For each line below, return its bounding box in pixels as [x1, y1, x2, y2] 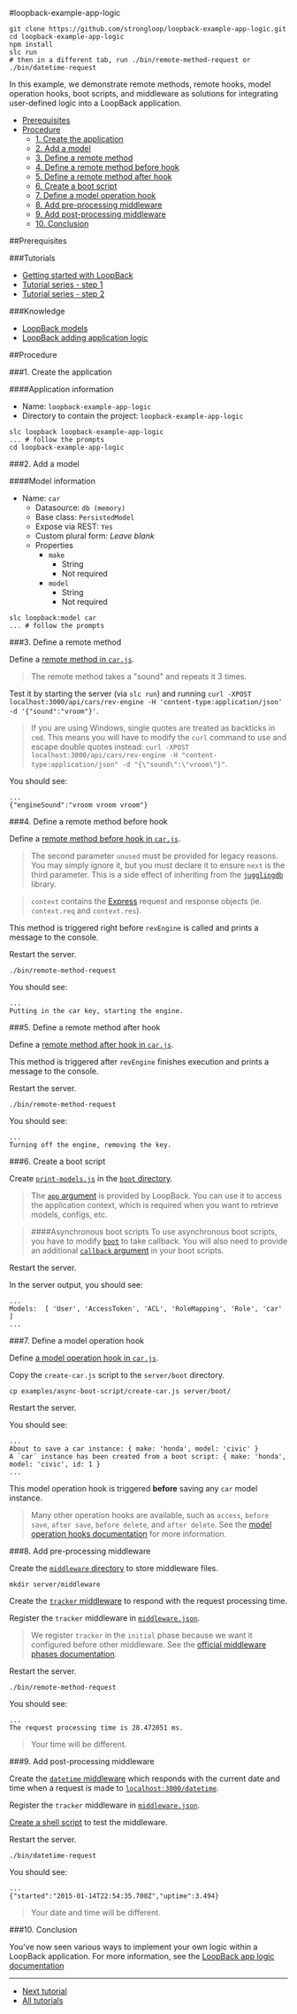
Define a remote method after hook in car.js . [9, 1040, 174, 1050]
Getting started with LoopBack [21, 270, 133, 280]
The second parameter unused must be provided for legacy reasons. [30, 850, 278, 861]
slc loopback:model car [9, 614, 97, 623]
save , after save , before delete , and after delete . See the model [30, 1519, 272, 1530]
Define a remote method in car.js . [9, 655, 135, 664]
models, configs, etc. [30, 1209, 108, 1220]
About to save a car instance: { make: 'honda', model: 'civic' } [9, 1445, 259, 1453]
